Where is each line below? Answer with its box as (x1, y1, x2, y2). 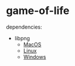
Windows (23, 53, 46, 60)
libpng (14, 34, 30, 41)
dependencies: (6, 23, 42, 30)
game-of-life (6, 4, 70, 18)
